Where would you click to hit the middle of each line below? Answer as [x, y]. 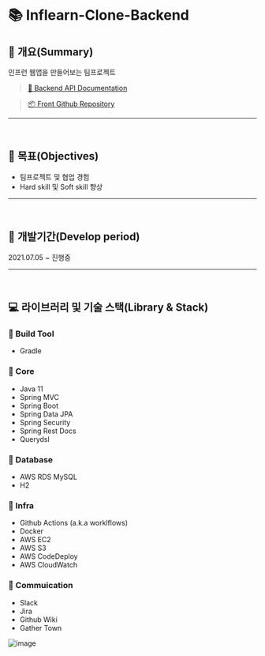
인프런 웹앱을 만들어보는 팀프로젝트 [62, 72]
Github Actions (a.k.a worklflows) [74, 523]
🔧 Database [31, 459]
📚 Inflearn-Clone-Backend [99, 15]
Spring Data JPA [46, 414]
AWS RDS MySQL [48, 477]
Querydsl [34, 439]
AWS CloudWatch [48, 565]
